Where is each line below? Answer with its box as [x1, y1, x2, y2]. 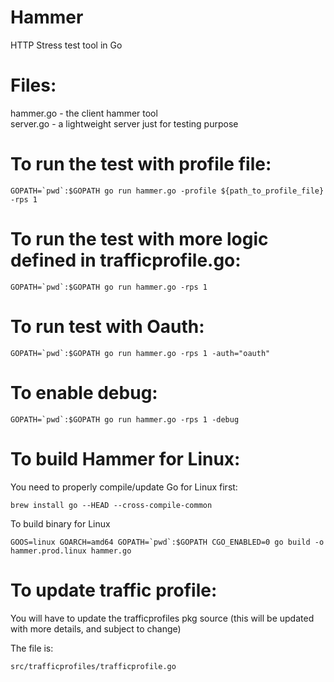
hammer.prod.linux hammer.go [10, 546, 132, 556]
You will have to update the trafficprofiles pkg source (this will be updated [10, 612, 315, 624]
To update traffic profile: [10, 579, 218, 601]
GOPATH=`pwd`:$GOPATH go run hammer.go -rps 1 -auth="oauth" [10, 348, 271, 358]
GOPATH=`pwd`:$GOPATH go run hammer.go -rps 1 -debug [10, 414, 240, 425]
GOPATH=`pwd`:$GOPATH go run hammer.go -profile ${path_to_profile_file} [10, 186, 325, 196]
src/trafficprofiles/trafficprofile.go [10, 661, 177, 671]
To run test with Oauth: [10, 315, 205, 338]
